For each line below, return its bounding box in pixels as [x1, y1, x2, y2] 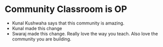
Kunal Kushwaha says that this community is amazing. [12, 20, 125, 26]
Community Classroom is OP [5, 3, 127, 15]
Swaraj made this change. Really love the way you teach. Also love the [12, 30, 158, 36]
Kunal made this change [12, 25, 62, 31]
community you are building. [12, 36, 71, 42]
